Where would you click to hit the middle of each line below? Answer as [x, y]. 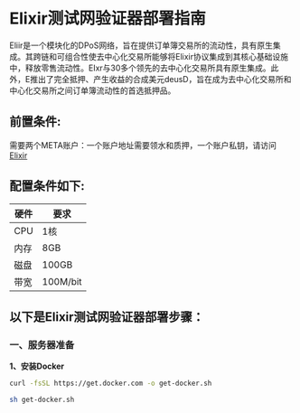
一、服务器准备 [42, 344]
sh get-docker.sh [42, 400]
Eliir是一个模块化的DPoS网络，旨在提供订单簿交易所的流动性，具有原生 [141, 45]
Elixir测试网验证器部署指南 [108, 19]
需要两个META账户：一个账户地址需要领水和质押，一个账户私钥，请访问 [143, 145]
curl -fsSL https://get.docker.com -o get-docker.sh [111, 384]
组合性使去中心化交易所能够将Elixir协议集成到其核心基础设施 [177, 56]
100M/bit [62, 281]
